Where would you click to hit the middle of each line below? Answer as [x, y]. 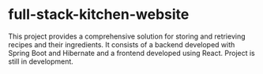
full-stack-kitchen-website [99, 15]
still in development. [41, 61]
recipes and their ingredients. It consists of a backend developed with [122, 44]
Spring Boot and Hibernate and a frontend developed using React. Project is [131, 53]
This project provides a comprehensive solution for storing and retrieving [127, 36]
